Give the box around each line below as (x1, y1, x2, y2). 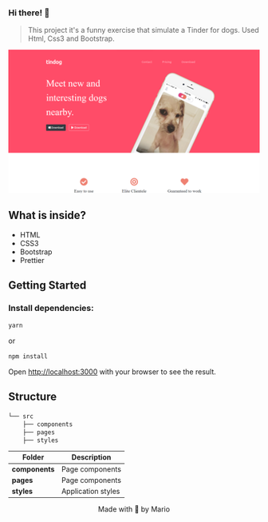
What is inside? (8, 209, 86, 222)
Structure (8, 390, 57, 404)
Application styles (61, 487, 120, 496)
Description (71, 452, 112, 462)
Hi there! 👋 (8, 7, 50, 18)
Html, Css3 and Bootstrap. (27, 34, 115, 43)
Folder (22, 452, 45, 462)
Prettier (19, 255, 45, 265)
